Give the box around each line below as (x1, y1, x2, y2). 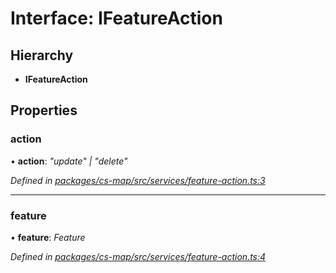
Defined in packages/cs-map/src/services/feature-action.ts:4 (10, 250, 267, 262)
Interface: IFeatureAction (10, 7, 223, 30)
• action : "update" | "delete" (10, 155, 128, 167)
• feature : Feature (10, 231, 86, 243)
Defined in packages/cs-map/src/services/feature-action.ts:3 (10, 174, 266, 186)
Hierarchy (10, 47, 74, 64)
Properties (10, 102, 78, 119)
